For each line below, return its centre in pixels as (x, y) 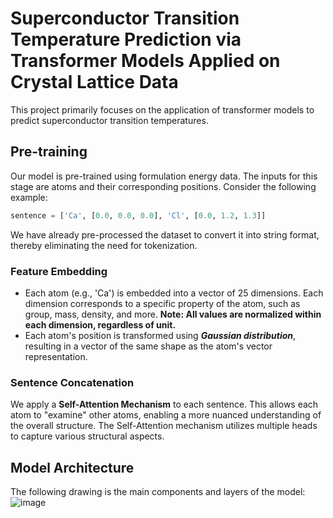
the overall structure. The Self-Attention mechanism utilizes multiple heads (164, 426)
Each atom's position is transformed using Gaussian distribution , (160, 335)
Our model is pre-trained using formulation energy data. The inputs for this (164, 176)
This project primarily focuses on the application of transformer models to (162, 109)
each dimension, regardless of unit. (100, 324)
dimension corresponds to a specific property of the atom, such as (162, 303)
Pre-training (49, 152)
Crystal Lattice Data (94, 82)
